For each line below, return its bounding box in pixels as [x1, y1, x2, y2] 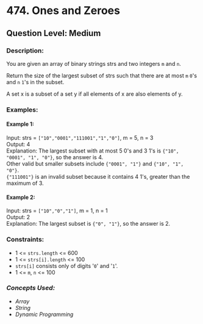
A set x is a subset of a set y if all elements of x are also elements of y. [6, 90, 183, 98]
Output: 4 [6, 141, 30, 148]
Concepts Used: [6, 284, 55, 292]
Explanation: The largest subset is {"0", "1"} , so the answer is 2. [6, 220, 171, 228]
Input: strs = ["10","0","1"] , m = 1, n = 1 [6, 207, 108, 214]
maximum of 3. [6, 179, 44, 187]
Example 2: [6, 193, 35, 201]
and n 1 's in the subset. [6, 78, 65, 85]
